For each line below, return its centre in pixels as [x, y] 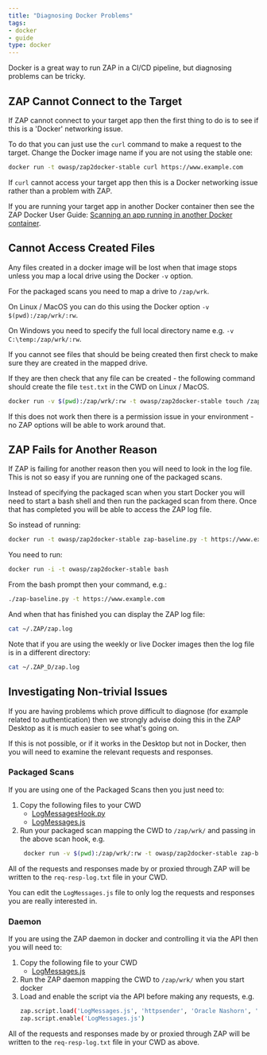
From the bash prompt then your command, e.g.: [88, 584]
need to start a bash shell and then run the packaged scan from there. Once [133, 501]
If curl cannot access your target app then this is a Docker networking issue [133, 182]
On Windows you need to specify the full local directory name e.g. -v [121, 330]
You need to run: [35, 555]
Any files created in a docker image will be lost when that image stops [123, 267]
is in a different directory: [50, 652]
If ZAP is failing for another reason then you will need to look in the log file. [130, 469]
